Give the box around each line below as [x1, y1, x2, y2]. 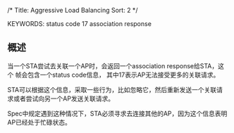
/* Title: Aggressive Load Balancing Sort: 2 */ [7, 6, 138, 14]
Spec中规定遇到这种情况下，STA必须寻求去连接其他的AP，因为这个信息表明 [7, 109, 228, 118]
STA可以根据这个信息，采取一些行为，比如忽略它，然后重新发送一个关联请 [7, 85, 223, 94]
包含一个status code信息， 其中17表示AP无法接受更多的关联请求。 [27, 70, 220, 79]
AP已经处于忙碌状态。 [7, 118, 72, 126]
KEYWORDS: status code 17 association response [7, 20, 152, 27]
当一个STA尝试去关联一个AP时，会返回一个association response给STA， [7, 61, 218, 70]
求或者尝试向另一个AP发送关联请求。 [7, 94, 115, 103]
